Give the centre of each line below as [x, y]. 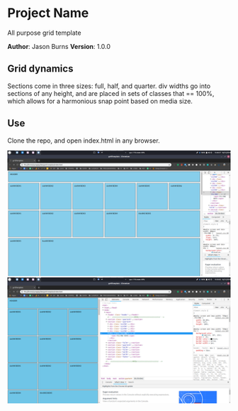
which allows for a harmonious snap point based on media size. [100, 101]
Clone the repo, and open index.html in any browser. [84, 141]
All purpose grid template [44, 33]
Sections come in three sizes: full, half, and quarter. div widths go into [109, 86]
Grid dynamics [40, 69]
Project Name [48, 13]
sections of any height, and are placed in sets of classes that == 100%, [111, 93]
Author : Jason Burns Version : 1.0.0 [59, 46]
